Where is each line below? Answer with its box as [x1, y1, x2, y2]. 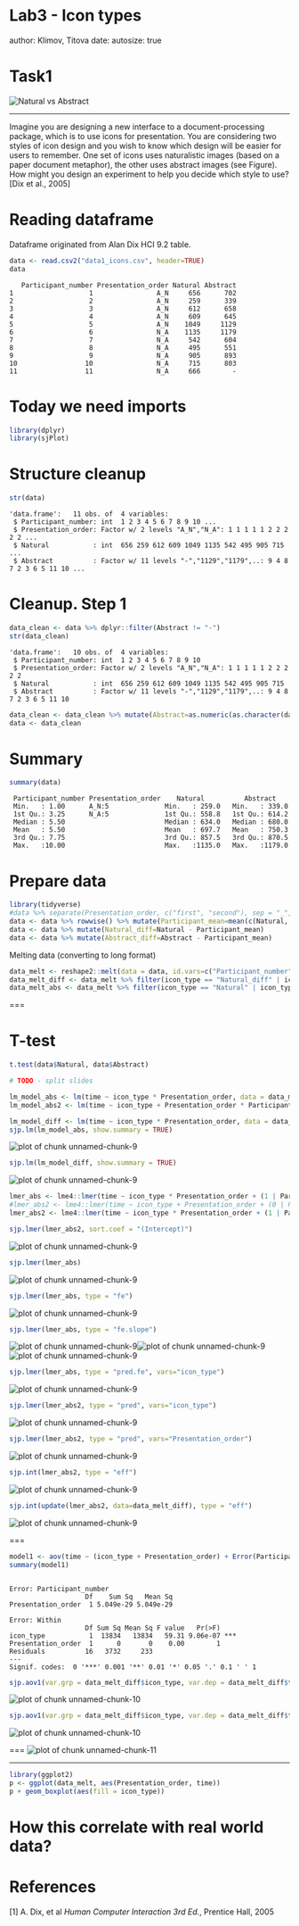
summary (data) [9, 778, 62, 787]
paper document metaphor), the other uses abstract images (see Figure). [9, 159, 278, 170]
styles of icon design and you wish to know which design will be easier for [9, 140, 282, 151]
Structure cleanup [9, 464, 147, 485]
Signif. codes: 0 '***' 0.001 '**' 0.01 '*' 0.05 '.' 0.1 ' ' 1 [9, 1662, 256, 1672]
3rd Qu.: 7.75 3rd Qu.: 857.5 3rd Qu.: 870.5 [12, 834, 289, 843]
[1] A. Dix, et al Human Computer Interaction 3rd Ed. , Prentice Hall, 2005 [9, 1906, 274, 1917]
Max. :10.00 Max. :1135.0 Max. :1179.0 [12, 841, 289, 851]
